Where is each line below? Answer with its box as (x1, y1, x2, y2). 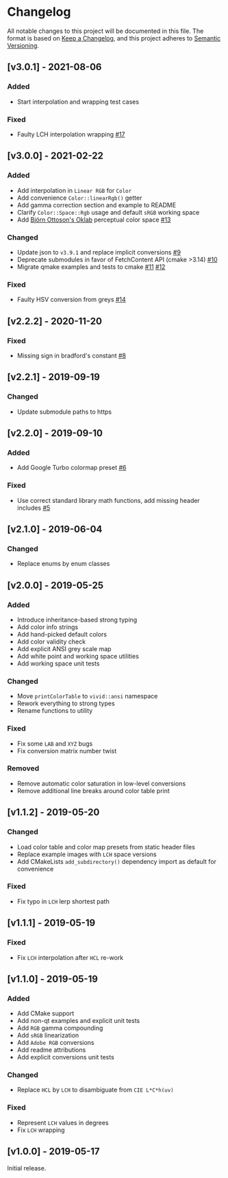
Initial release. (7, 1164, 47, 1172)
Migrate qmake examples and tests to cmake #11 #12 (16, 262, 166, 271)
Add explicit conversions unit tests (16, 1053, 114, 1061)
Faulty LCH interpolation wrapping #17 (16, 130, 125, 138)
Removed (7, 764, 40, 773)
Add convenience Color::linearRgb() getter (16, 193, 142, 202)
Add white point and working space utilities (16, 652, 139, 660)
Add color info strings (16, 622, 79, 631)
